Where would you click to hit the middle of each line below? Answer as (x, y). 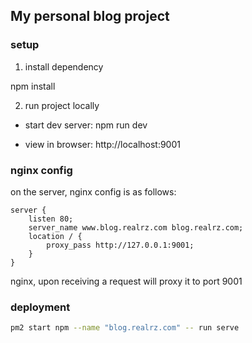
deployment (40, 307)
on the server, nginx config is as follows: (93, 191)
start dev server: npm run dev (86, 125)
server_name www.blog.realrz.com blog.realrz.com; (136, 227)
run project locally (62, 105)
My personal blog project (90, 16)
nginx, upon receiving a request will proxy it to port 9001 (126, 281)
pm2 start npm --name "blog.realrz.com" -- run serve (125, 328)
